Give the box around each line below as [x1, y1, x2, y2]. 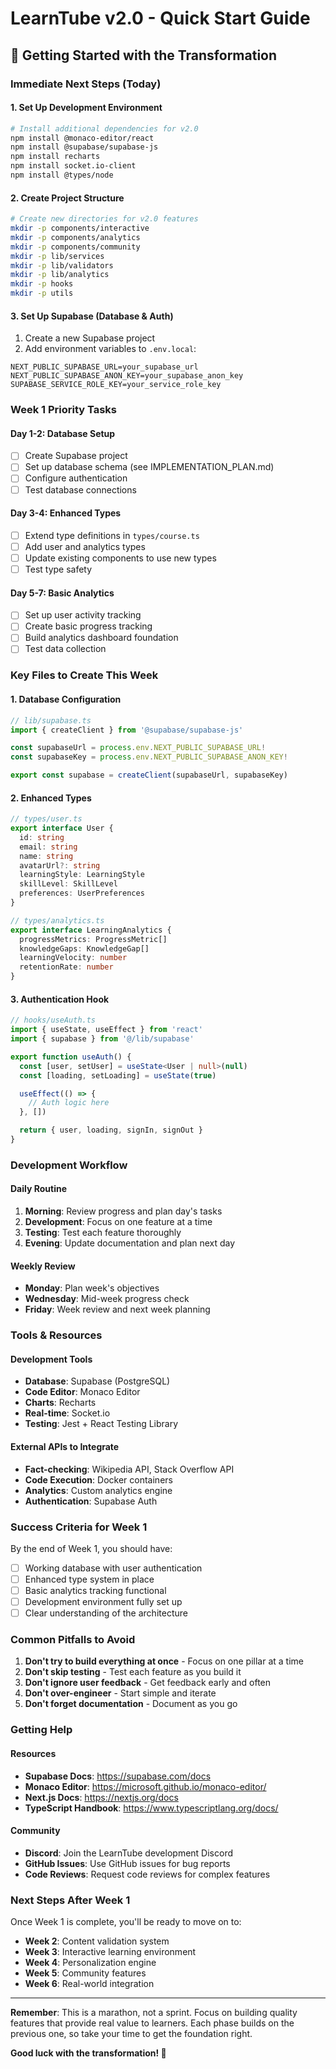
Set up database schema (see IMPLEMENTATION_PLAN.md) [24, 461, 275, 473]
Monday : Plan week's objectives [24, 1282, 160, 1294]
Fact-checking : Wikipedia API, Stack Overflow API [24, 1463, 235, 1475]
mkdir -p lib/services [10, 251, 105, 261]
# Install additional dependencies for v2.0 [10, 123, 199, 134]
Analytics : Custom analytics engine [24, 1484, 173, 1496]
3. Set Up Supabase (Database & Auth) [10, 310, 174, 322]
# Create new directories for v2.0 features [10, 214, 199, 224]
